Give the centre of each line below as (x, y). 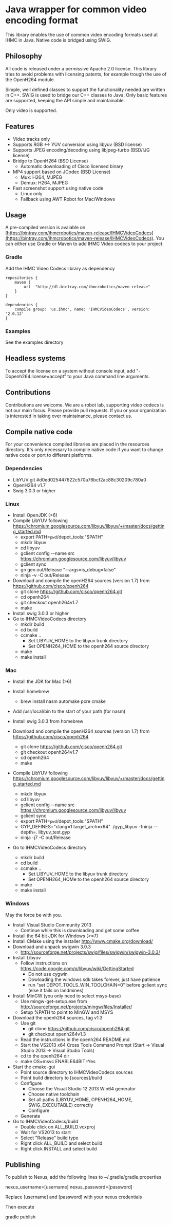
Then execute (20, 1207)
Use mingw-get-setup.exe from (54, 1001)
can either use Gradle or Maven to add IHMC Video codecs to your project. (84, 244)
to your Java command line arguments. (109, 376)
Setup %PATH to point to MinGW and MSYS (67, 1012)
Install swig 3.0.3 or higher (41, 613)
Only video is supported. (31, 110)
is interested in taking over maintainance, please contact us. (69, 416)
